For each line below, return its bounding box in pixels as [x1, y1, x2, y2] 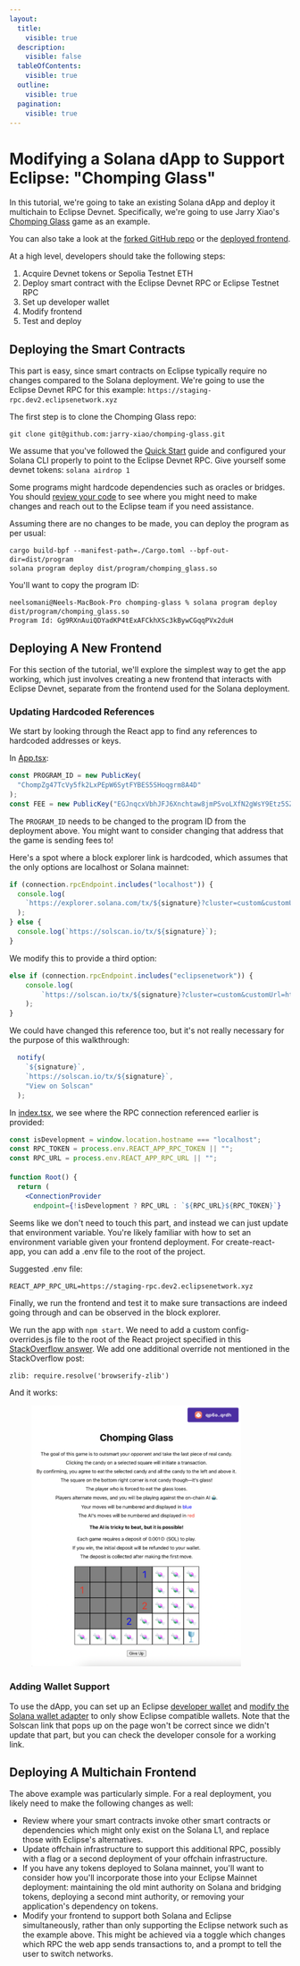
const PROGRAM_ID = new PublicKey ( [9, 771, 142, 781]
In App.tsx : [9, 753, 49, 764]
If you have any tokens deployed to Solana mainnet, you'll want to [21, 1863, 264, 1874]
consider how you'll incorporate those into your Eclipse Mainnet [21, 1872, 257, 1884]
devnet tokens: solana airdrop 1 [9, 465, 130, 475]
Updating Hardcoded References [9, 705, 155, 718]
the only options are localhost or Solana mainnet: [9, 861, 189, 872]
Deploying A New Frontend [9, 640, 162, 655]
